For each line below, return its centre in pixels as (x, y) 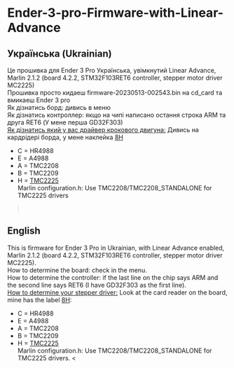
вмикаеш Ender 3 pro (39, 100)
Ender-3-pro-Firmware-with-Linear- (116, 13)
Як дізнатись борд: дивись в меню (59, 107)
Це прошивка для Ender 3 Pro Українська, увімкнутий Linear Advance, (112, 70)
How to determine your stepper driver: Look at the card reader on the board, (117, 292)
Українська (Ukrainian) (60, 54)
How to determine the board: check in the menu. (77, 270)
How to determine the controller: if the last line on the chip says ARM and (113, 277)
